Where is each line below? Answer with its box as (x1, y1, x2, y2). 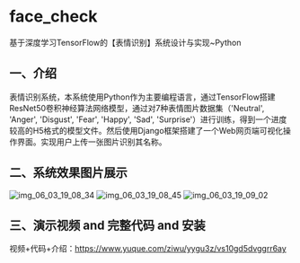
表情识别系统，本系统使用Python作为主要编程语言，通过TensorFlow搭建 (9, 92, 276, 102)
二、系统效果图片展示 (9, 165, 128, 180)
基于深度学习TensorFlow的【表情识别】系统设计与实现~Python (9, 37, 242, 48)
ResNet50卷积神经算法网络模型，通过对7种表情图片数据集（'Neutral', (9, 102, 265, 113)
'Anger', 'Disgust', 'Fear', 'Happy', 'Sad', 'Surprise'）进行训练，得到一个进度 (9, 114, 287, 125)
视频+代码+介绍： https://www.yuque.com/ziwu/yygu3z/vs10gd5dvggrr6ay (9, 243, 287, 254)
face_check (9, 6, 98, 27)
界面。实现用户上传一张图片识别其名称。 (16, 136, 167, 147)
